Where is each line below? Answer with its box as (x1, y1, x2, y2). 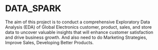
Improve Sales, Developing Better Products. (5, 39, 94, 45)
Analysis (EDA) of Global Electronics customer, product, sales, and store (5, 24, 152, 30)
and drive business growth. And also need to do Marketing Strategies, (5, 34, 147, 40)
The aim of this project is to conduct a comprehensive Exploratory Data (5, 19, 151, 25)
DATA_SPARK (5, 3, 62, 14)
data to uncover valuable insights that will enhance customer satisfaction (5, 29, 154, 35)
